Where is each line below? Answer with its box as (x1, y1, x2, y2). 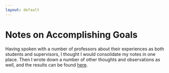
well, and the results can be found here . (5, 61, 88, 68)
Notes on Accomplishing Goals (5, 29, 138, 40)
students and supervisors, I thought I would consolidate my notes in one (5, 51, 156, 57)
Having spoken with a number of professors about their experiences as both (5, 46, 164, 52)
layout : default (5, 7, 39, 13)
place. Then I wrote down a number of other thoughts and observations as (5, 56, 160, 62)
